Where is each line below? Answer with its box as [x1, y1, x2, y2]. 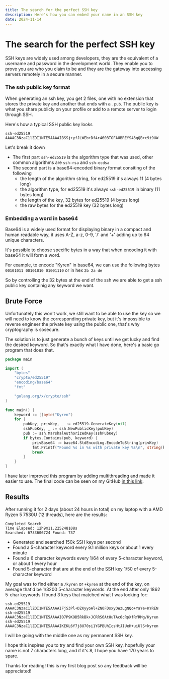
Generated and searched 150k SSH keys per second [12, 539, 121, 545]
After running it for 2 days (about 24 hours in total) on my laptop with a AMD [5, 506, 163, 512]
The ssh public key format [5, 84, 70, 91]
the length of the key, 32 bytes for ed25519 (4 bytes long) [20, 197, 140, 203]
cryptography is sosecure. [5, 326, 60, 332]
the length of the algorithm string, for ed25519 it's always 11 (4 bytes [20, 175, 162, 182]
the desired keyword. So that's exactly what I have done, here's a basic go [5, 342, 159, 348]
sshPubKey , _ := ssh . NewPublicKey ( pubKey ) [23, 426, 114, 431]
